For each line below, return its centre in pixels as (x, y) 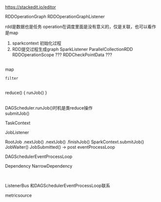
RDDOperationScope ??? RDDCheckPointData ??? (62, 55)
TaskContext (18, 123)
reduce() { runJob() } (26, 93)
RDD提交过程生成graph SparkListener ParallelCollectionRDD (72, 49)
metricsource (19, 195)
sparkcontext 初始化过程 (37, 43)
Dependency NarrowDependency (39, 166)
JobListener (17, 132)
